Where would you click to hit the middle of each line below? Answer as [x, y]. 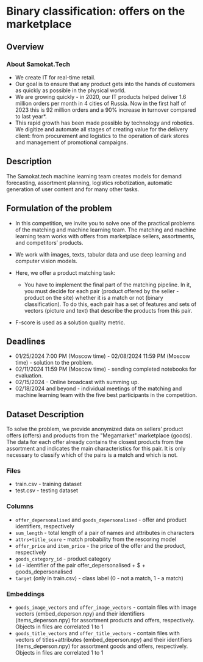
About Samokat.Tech [38, 64]
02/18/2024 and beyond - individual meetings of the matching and [98, 388]
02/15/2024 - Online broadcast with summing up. [77, 382]
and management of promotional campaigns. [72, 142]
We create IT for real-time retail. [55, 77]
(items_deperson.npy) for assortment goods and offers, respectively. [101, 646]
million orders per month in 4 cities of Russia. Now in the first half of [101, 103]
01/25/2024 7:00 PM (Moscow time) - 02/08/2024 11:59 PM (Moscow [102, 356]
